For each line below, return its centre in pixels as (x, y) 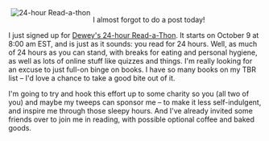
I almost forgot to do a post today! (149, 20)
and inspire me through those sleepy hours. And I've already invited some (131, 111)
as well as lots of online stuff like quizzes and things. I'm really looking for (130, 61)
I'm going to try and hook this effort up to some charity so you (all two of (129, 93)
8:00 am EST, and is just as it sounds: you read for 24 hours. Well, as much (133, 44)
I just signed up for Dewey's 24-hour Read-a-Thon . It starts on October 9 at (134, 35)
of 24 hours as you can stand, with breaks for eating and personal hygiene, (133, 52)
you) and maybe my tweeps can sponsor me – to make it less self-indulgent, (135, 102)
